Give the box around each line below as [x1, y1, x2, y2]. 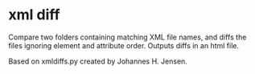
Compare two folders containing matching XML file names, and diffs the [8, 32, 247, 42]
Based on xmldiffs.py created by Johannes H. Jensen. [8, 56, 187, 66]
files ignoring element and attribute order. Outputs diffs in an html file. [8, 40, 240, 50]
